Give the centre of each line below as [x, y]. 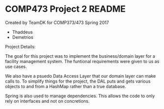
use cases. [16, 66]
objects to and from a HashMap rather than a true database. [66, 86]
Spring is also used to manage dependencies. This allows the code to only [80, 96]
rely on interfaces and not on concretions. [47, 101]
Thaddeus [22, 32]
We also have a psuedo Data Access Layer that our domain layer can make [81, 76]
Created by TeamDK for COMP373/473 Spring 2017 [57, 22]
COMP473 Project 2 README [65, 9]
